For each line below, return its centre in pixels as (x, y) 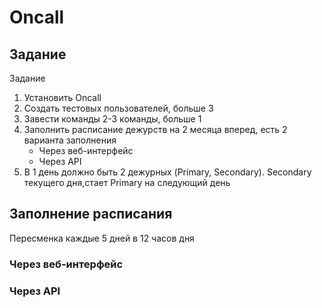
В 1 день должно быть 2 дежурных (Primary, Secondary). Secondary (167, 172)
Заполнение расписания (91, 214)
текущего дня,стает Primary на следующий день (127, 182)
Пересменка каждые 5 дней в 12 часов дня (102, 238)
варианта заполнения (70, 140)
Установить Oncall (62, 97)
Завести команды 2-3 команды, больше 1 (112, 119)
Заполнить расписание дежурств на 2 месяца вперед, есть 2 (155, 129)
